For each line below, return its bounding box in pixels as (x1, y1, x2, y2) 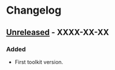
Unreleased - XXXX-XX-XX (6, 27, 110, 37)
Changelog (6, 4, 62, 17)
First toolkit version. (14, 58, 63, 65)
